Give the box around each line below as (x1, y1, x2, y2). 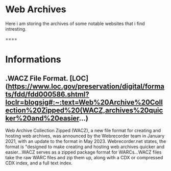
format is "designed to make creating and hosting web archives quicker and (5, 143, 165, 150)
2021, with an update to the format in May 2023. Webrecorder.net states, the (5, 138, 166, 144)
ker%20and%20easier (5, 114, 79, 123)
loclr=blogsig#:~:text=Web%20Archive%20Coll (5, 98, 163, 107)
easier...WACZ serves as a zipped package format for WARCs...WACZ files (5, 149, 162, 155)
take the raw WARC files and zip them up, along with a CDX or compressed (5, 154, 163, 160)
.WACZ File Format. (5, 74, 68, 83)
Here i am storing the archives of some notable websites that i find (5, 20, 145, 27)
